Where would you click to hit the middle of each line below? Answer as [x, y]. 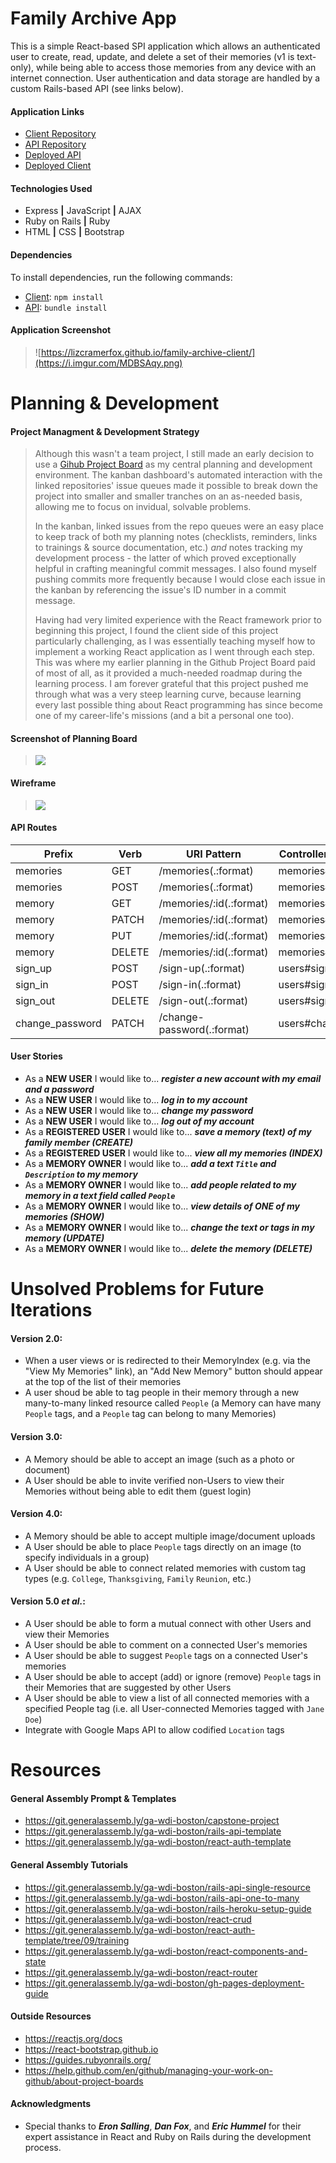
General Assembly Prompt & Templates [93, 1798]
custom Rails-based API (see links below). [97, 88]
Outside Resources [51, 2016]
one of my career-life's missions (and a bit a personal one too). [164, 716]
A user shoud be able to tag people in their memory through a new [162, 1393]
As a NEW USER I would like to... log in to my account [136, 1099]
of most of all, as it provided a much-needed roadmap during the [168, 673]
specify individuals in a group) [87, 1557]
